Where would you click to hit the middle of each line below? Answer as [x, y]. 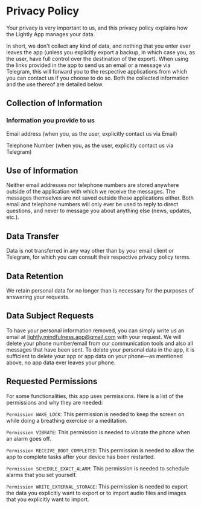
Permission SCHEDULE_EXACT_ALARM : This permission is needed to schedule [98, 468]
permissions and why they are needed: [55, 402]
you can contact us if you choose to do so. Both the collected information [97, 78]
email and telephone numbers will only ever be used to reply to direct [92, 204]
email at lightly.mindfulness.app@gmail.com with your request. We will [94, 337]
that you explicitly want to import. [48, 499]
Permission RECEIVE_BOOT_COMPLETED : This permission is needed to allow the [100, 450]
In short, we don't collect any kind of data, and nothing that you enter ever [99, 46]
